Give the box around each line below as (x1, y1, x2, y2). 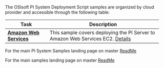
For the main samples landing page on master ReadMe (5, 57, 115, 63)
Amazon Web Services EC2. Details (49, 35, 131, 42)
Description (89, 21, 117, 27)
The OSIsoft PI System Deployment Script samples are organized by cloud (5, 4, 155, 10)
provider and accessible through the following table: (5, 9, 110, 15)
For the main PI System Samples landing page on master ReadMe (5, 48, 137, 53)
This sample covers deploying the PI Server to (49, 29, 155, 36)
